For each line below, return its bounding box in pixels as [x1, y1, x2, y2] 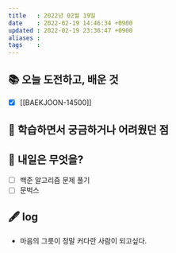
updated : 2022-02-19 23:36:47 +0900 [8, 26, 133, 34]
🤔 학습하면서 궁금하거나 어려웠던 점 [8, 123, 169, 137]
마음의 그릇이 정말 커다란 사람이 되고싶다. [19, 236, 147, 246]
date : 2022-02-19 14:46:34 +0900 [8, 19, 133, 27]
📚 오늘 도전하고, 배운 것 [8, 72, 119, 86]
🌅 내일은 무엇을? [8, 153, 84, 166]
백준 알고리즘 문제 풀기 [19, 176, 90, 185]
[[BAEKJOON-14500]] [19, 97, 92, 107]
